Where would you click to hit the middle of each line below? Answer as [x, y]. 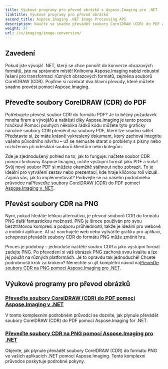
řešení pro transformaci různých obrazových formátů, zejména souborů [79, 76]
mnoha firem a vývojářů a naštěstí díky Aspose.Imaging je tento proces [78, 120]
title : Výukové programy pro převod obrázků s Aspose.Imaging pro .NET [81, 10]
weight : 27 [16, 29]
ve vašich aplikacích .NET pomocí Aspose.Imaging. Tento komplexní [75, 356]
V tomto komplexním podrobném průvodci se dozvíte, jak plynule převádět [82, 315]
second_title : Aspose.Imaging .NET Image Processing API [66, 19]
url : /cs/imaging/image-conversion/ [43, 33]
